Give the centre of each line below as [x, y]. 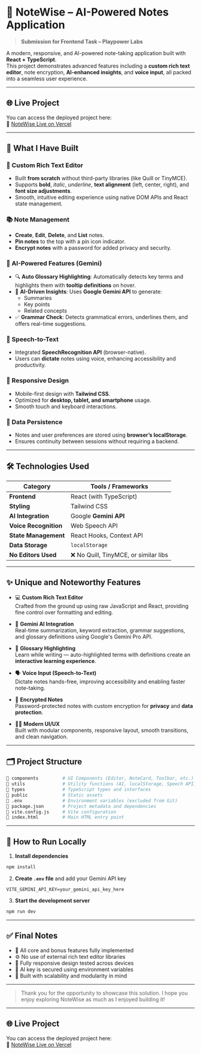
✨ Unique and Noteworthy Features [74, 582]
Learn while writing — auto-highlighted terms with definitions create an [102, 655]
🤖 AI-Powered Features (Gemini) [54, 263]
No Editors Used [33, 555]
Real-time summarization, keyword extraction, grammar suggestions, [100, 630]
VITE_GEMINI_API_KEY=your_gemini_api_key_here [65, 890]
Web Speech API [94, 525]
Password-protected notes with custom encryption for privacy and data [104, 705]
